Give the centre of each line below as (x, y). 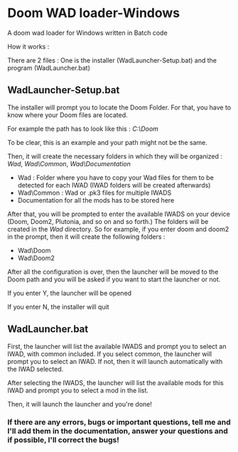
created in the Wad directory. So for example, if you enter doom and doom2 (118, 229)
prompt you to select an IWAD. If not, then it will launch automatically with (115, 361)
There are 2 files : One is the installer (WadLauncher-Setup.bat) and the (112, 60)
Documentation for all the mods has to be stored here (96, 200)
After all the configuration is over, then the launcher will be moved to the (113, 271)
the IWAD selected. (36, 369)
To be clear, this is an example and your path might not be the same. (107, 142)
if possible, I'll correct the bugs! (63, 440)
